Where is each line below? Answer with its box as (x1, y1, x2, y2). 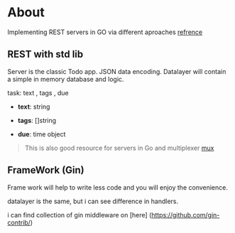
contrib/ (7, 218, 31, 227)
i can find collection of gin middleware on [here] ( (7, 210, 152, 219)
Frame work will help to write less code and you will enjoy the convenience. (7, 183, 229, 192)
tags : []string (17, 116, 57, 124)
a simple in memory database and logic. (7, 75, 124, 83)
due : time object (17, 129, 66, 139)
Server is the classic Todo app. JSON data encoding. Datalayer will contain (7, 67, 226, 75)
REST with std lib (7, 48, 84, 60)
